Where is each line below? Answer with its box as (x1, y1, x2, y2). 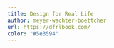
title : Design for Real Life (7, 10, 94, 18)
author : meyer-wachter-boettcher (7, 17, 107, 24)
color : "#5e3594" (7, 30, 59, 37)
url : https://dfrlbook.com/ (7, 23, 91, 30)
